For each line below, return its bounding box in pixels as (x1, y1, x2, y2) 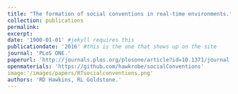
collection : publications (7, 17, 84, 24)
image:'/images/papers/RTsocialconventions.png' (7, 69, 154, 76)
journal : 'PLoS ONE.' (7, 50, 72, 57)
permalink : (7, 23, 40, 30)
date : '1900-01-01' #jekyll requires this (7, 37, 135, 44)
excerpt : (7, 30, 33, 37)
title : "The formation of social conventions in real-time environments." (7, 10, 233, 18)
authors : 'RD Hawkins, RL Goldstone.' (7, 76, 122, 83)
